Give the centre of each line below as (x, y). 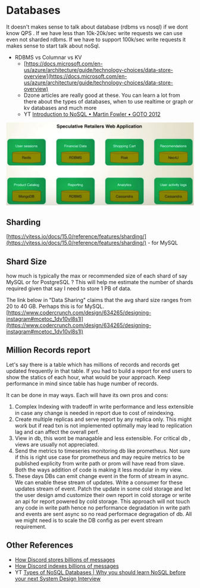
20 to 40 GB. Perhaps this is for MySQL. (55, 306)
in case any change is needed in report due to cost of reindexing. (95, 413)
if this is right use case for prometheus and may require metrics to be (100, 457)
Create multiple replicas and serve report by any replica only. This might (103, 419)
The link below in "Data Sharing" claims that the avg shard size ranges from (99, 300)
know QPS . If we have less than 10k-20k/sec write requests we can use (94, 33)
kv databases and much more (60, 108)
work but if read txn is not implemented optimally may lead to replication (103, 425)
